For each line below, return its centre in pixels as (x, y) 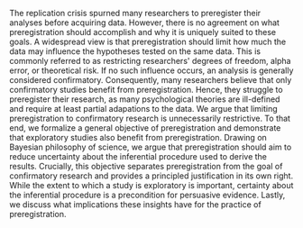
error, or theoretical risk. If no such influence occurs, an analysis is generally (151, 70)
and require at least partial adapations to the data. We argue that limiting (143, 109)
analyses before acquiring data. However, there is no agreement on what (144, 23)
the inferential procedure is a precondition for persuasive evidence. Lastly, (147, 195)
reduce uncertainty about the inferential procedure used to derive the (138, 156)
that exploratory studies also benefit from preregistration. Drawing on (138, 137)
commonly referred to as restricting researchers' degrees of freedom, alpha (150, 61)
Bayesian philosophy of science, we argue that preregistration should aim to (151, 147)
